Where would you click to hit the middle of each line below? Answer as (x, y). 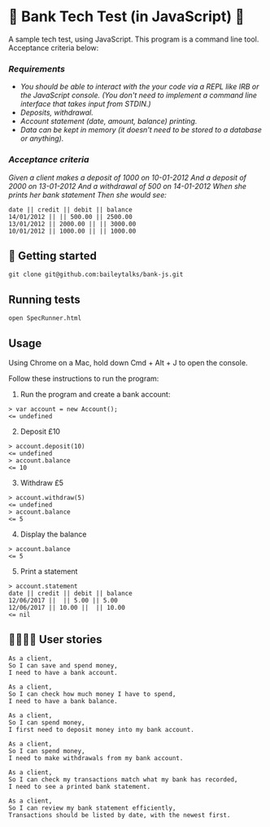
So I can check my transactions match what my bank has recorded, (123, 779)
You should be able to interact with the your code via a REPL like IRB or (139, 87)
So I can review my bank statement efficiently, (92, 808)
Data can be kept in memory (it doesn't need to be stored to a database (141, 130)
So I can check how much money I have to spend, (92, 694)
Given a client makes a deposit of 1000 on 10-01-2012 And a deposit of (127, 177)
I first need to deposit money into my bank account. (102, 729)
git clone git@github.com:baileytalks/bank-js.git (96, 275)
